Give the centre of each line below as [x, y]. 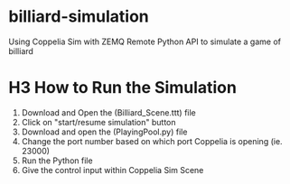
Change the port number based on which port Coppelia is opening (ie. [152, 141]
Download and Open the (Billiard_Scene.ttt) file [108, 112]
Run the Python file [57, 161]
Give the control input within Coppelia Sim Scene [112, 170]
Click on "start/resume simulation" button [99, 122]
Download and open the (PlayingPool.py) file [104, 132]
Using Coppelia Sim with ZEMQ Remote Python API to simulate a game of [145, 41]
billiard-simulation [79, 17]
